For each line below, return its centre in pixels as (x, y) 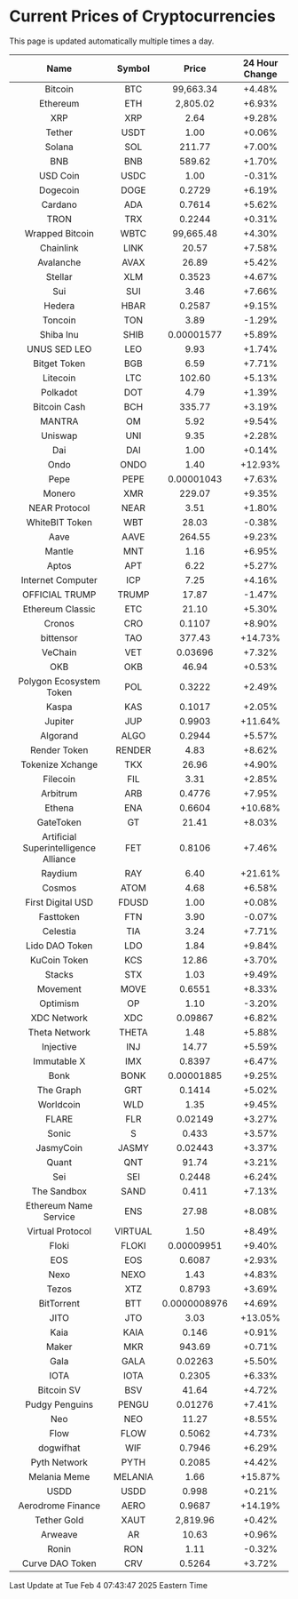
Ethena (59, 808)
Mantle (59, 551)
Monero (59, 493)
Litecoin (59, 378)
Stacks (59, 974)
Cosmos (59, 888)
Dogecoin (59, 190)
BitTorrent (59, 1303)
